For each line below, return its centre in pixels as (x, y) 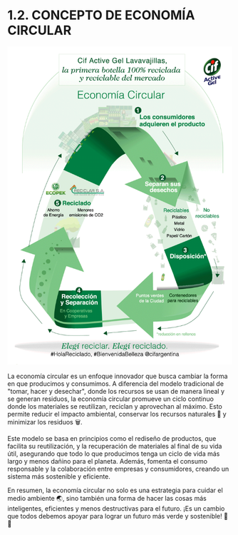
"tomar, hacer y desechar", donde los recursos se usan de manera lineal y (116, 391)
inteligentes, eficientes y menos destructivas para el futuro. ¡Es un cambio (116, 508)
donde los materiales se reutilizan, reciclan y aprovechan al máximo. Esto (115, 406)
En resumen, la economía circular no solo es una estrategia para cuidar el (115, 490)
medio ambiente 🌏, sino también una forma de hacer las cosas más (107, 498)
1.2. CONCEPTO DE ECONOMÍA (101, 15)
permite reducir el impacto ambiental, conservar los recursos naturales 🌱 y (117, 414)
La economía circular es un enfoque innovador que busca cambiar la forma (118, 376)
